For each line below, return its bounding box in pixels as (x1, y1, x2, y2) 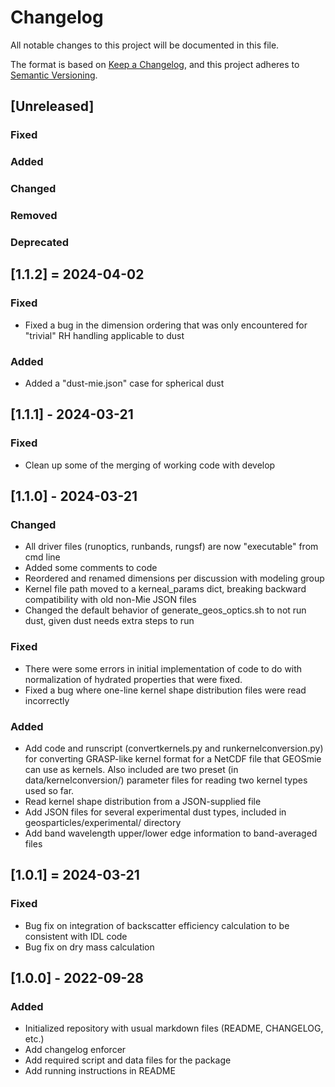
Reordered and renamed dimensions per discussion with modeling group (24, 572, 325, 585)
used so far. (24, 784, 75, 796)
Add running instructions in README (24, 1065, 176, 1077)
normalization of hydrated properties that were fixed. (24, 673, 243, 685)
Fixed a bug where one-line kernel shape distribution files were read (24, 684, 307, 696)
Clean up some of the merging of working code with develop (24, 459, 276, 471)
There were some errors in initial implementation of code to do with (24, 662, 303, 675)
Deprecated (10, 235, 70, 249)
